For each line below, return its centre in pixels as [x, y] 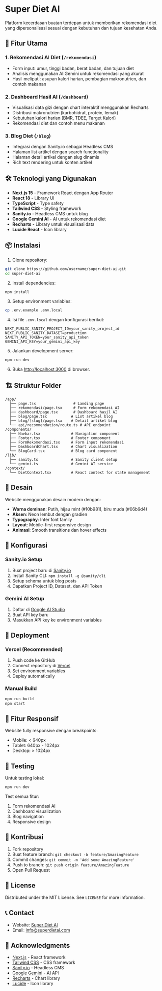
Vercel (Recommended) [34, 649]
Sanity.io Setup [24, 559]
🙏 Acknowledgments [38, 945]
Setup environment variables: [42, 301]
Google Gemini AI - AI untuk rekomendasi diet [59, 219]
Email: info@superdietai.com [41, 930]
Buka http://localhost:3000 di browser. [51, 369]
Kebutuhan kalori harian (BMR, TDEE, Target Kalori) [64, 118]
